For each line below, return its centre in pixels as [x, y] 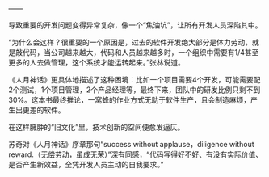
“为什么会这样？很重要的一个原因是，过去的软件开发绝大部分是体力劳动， [130, 42]
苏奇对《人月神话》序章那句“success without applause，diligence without [131, 144]
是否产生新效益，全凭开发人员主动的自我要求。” [86, 164]
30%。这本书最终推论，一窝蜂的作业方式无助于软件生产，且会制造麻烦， [130, 100]
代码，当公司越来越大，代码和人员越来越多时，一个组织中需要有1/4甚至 [141, 52]
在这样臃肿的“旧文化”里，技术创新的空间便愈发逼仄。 [97, 127]
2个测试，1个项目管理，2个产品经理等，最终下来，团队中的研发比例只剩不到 [134, 90]
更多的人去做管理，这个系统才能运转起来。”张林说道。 [97, 62]
